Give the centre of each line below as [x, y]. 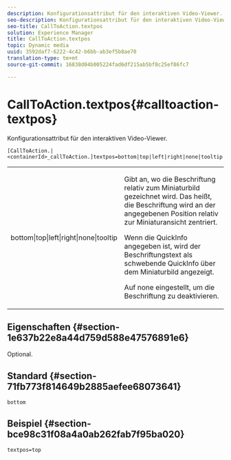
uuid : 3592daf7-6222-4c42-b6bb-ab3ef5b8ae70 [72, 52]
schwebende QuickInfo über [170, 263]
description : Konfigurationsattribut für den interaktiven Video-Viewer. [115, 13]
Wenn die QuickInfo [156, 238]
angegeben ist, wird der [163, 246]
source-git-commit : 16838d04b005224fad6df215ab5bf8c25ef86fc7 [98, 65]
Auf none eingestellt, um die [169, 287]
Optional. [20, 354]
